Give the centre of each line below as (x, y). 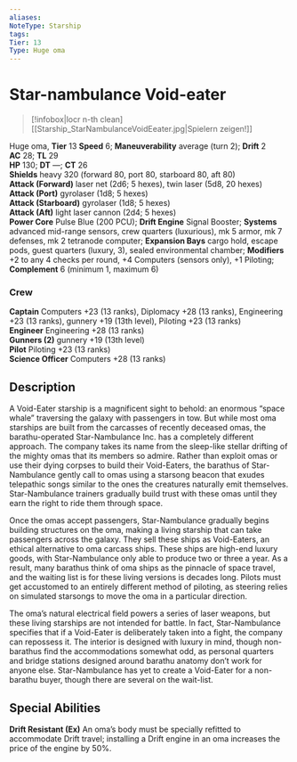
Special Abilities (55, 708)
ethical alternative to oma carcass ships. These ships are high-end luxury (144, 549)
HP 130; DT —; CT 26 (48, 165)
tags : (19, 34)
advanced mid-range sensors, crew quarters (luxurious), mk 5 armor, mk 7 (146, 232)
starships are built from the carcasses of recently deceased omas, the (138, 428)
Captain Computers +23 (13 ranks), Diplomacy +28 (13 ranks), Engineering (146, 312)
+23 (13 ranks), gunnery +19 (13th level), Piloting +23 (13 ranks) (125, 321)
